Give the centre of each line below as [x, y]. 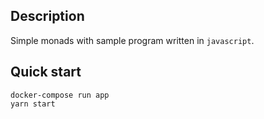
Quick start [46, 72]
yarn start [33, 104]
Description [47, 16]
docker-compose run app [60, 95]
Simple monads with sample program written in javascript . [132, 40]
